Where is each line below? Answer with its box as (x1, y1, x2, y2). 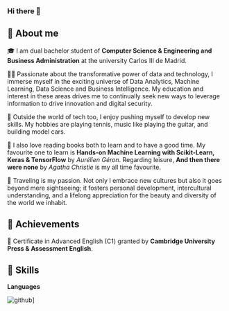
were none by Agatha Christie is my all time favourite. (7, 163, 162, 171)
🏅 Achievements (7, 218, 80, 231)
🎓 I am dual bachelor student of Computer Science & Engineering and (7, 46, 212, 55)
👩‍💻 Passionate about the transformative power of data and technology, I (7, 69, 213, 78)
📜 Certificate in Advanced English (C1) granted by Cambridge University (7, 237, 215, 245)
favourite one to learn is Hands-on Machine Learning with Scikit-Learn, (7, 148, 215, 157)
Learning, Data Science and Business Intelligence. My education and (7, 85, 204, 93)
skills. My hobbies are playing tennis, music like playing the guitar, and (7, 120, 208, 128)
